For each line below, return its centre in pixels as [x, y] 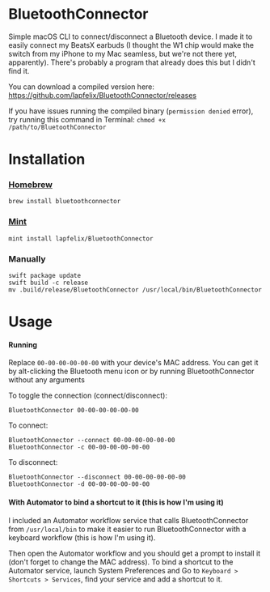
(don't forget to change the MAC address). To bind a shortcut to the [121, 562]
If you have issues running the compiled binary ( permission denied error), [131, 111]
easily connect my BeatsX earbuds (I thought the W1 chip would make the [131, 45]
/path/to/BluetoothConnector [57, 127]
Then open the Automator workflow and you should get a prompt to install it [135, 553]
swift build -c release [49, 283]
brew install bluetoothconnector [65, 202]
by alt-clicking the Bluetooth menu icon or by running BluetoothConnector [131, 371]
